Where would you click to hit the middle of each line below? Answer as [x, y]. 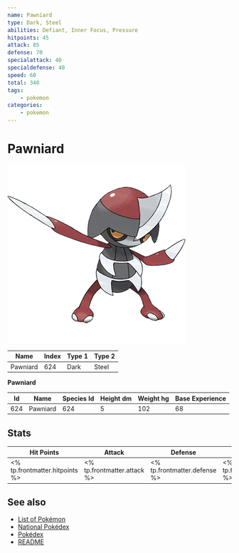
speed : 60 [22, 75]
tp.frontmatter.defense [184, 470]
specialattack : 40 [34, 61]
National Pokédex [43, 527]
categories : [25, 105]
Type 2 [104, 356]
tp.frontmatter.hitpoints [44, 470]
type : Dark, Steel [34, 22]
